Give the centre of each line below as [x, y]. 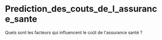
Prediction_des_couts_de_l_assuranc [81, 9]
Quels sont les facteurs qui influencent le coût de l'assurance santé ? [74, 32]
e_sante [21, 19]
